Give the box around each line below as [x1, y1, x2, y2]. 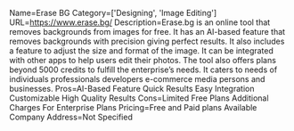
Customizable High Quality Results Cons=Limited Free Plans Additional [9, 93, 269, 103]
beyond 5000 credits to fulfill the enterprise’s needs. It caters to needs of [9, 64, 278, 75]
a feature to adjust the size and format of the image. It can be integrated [9, 45, 274, 56]
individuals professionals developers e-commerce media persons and [9, 74, 265, 84]
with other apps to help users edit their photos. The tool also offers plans [9, 55, 276, 65]
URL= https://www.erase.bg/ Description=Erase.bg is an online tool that [9, 17, 271, 28]
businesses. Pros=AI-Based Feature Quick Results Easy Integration [9, 84, 255, 94]
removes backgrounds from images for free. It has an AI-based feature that [9, 27, 286, 37]
